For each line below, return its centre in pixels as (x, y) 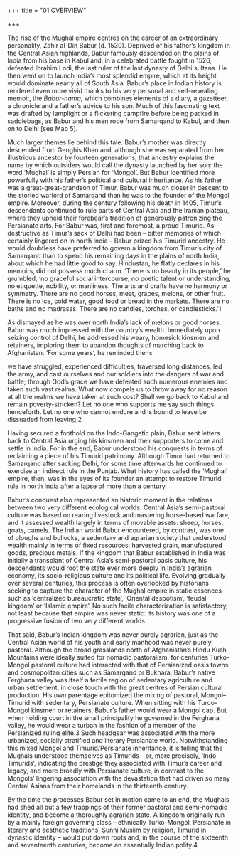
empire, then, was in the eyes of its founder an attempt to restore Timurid (114, 479)
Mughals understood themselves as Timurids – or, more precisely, (104, 756)
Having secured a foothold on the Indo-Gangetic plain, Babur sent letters (114, 433)
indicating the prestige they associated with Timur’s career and (130, 763)
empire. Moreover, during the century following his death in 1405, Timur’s (114, 203)
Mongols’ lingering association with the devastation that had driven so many (119, 778)
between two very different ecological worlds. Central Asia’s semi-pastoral (117, 507)
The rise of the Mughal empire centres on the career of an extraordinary (113, 38)
